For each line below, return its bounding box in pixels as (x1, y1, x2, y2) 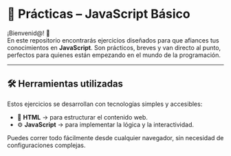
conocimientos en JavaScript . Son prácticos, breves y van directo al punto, (7, 43, 221, 52)
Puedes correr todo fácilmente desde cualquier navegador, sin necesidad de (7, 133, 224, 142)
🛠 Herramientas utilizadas (7, 78, 124, 90)
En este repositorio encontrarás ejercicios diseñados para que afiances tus (7, 36, 219, 44)
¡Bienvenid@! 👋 (7, 29, 50, 37)
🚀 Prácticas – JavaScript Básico (7, 6, 190, 22)
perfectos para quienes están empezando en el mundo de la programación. (7, 51, 221, 59)
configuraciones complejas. (7, 141, 86, 149)
